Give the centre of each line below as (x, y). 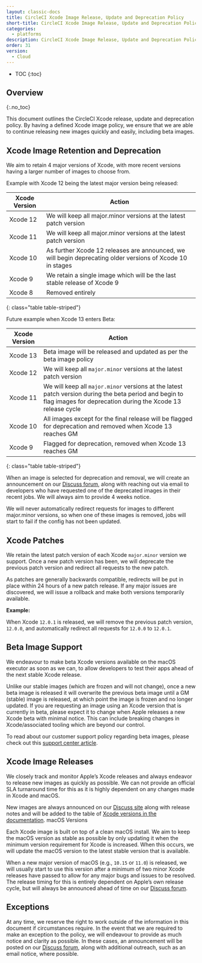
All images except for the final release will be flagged (118, 419)
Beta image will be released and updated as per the (115, 352)
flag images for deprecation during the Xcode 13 (112, 401)
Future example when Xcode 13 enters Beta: (61, 319)
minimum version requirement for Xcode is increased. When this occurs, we (100, 844)
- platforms (27, 34)
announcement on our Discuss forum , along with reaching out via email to (98, 484)
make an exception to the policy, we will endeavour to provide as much (94, 934)
